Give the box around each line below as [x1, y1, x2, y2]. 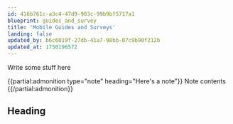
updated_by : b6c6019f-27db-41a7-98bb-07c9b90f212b [7, 37, 161, 44]
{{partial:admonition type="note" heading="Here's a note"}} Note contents [7, 77, 226, 86]
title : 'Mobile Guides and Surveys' [7, 24, 116, 31]
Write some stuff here [7, 63, 71, 71]
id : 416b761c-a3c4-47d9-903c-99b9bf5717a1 [7, 10, 135, 18]
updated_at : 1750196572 [7, 43, 78, 51]
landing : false [7, 30, 53, 38]
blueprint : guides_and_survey [7, 17, 97, 24]
